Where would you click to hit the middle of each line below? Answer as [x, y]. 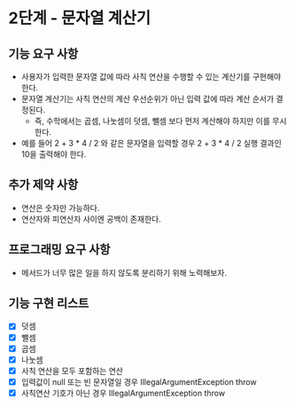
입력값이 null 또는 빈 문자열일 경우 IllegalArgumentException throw [139, 381]
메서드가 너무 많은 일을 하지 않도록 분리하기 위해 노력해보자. [124, 272]
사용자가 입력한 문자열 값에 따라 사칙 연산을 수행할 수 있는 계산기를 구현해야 [151, 77]
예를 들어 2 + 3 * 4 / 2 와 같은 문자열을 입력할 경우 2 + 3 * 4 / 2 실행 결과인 [151, 143]
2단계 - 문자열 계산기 [80, 18]
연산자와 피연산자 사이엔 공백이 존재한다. [91, 219]
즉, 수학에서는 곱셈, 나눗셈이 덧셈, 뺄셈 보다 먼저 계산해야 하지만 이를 [152, 121]
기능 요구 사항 [43, 54]
